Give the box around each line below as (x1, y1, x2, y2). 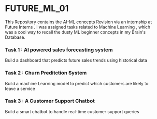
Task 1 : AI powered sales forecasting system (5, 46, 113, 53)
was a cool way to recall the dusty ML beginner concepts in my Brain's (5, 29, 146, 35)
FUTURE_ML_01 (5, 3, 69, 14)
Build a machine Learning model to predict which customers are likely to (5, 80, 149, 86)
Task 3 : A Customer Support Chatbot (5, 98, 95, 104)
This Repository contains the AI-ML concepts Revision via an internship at (5, 19, 152, 25)
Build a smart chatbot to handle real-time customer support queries (5, 108, 139, 114)
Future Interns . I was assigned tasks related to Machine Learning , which (5, 24, 151, 30)
